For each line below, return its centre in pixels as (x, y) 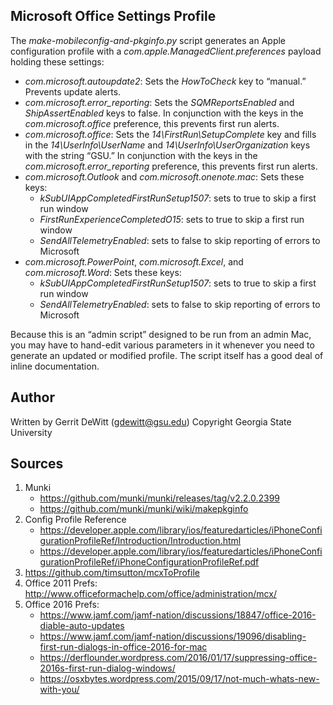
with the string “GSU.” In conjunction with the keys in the (141, 155)
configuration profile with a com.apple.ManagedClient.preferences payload (166, 51)
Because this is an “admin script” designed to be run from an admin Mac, (161, 334)
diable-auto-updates (82, 626)
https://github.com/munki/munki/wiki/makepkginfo (144, 509)
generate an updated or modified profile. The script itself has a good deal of (167, 355)
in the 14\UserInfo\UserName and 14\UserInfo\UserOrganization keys (167, 145)
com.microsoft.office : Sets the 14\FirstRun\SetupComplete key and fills (170, 134)
